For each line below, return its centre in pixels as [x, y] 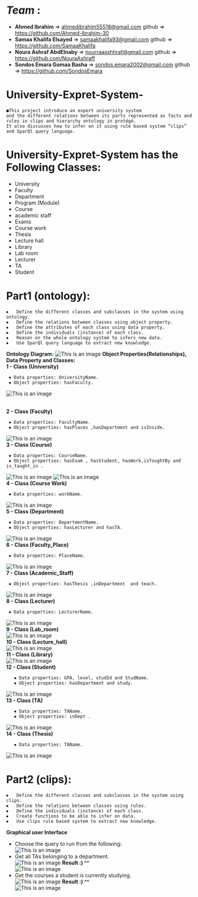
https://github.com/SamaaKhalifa [55, 46]
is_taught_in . [25, 466]
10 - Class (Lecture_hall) [37, 641]
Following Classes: [54, 167]
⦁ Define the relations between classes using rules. [76, 806]
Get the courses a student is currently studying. [73, 875]
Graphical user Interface [37, 832]
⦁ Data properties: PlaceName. [47, 556]
